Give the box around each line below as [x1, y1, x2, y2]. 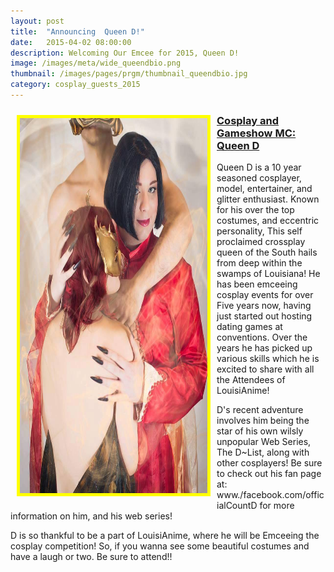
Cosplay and [216, 113, 279, 127]
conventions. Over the [216, 331, 308, 344]
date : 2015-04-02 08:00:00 [10, 37, 132, 47]
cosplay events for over [216, 289, 314, 301]
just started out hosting [216, 310, 313, 322]
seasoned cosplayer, [216, 172, 302, 184]
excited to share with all [216, 363, 315, 375]
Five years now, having [216, 300, 312, 312]
